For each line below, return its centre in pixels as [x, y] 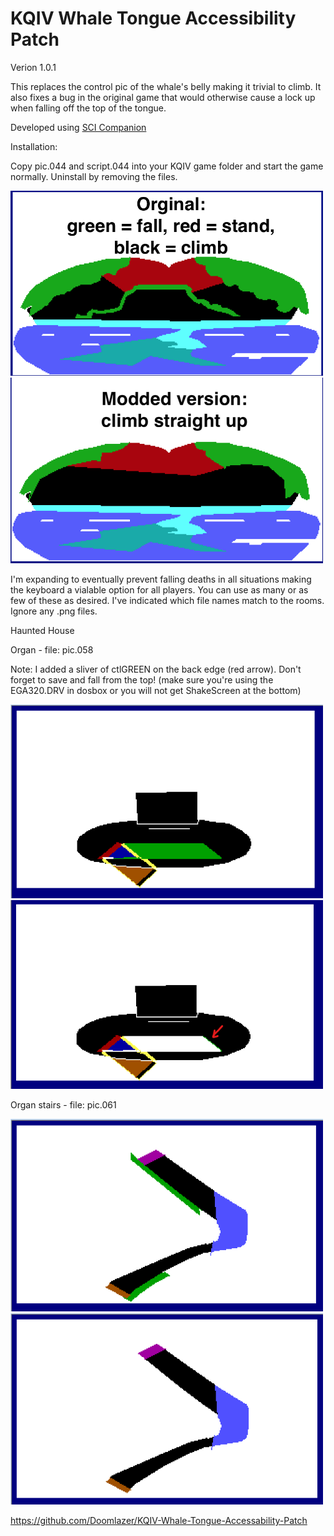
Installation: [34, 146]
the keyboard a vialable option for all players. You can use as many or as [159, 590]
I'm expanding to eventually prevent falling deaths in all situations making [161, 579]
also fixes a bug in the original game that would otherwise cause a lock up [163, 97]
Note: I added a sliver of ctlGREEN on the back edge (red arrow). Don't [156, 669]
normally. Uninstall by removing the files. [94, 176]
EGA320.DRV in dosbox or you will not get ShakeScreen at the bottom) [156, 691]
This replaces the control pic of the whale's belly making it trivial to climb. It [166, 86]
